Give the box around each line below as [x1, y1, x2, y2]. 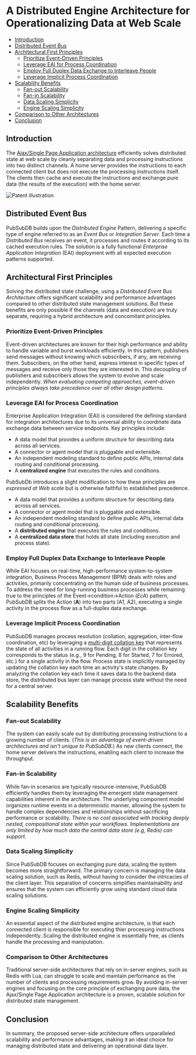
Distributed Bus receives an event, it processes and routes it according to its [6, 237, 190, 244]
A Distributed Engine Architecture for [6, 4, 190, 18]
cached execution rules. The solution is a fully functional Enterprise [6, 243, 168, 250]
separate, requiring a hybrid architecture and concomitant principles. [6, 313, 171, 320]
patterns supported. [6, 255, 54, 262]
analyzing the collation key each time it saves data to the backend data [6, 670, 177, 677]
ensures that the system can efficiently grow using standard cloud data [6, 885, 177, 892]
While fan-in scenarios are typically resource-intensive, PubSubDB [6, 783, 167, 790]
